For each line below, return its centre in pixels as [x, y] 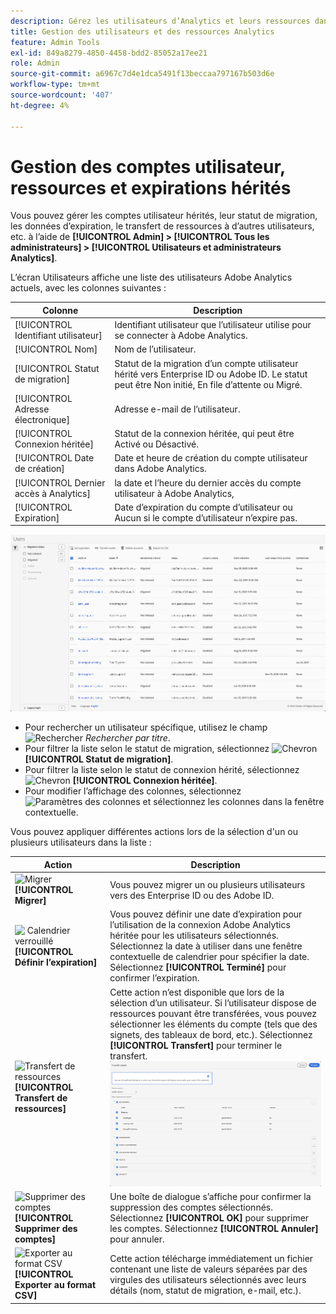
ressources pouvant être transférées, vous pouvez [213, 1013]
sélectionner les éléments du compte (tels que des [213, 1024]
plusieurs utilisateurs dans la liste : [81, 842]
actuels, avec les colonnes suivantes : [88, 288]
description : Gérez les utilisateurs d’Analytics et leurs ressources [160, 21]
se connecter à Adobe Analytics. [181, 336]
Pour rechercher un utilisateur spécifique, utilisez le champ [146, 727]
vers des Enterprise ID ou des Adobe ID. [192, 895]
